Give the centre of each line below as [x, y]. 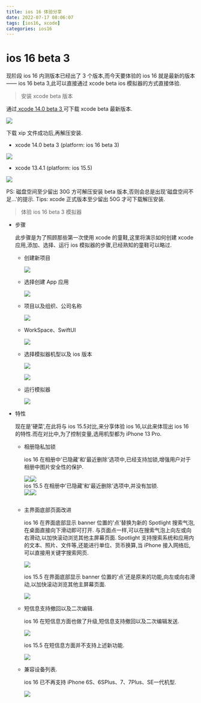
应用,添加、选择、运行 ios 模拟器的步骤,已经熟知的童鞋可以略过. [93, 245]
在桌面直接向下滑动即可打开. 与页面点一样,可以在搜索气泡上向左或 [105, 530]
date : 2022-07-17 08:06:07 [40, 17]
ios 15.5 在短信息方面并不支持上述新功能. [74, 645]
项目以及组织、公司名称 [53, 306]
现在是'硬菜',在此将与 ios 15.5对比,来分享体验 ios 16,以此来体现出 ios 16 [102, 426]
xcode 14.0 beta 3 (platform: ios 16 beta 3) [67, 145]
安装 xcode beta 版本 [47, 96]
